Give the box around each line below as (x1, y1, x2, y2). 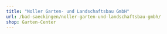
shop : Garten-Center (6, 19, 57, 25)
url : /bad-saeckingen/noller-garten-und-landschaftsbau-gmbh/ (6, 14, 161, 20)
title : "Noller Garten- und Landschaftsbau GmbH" (6, 8, 130, 14)
